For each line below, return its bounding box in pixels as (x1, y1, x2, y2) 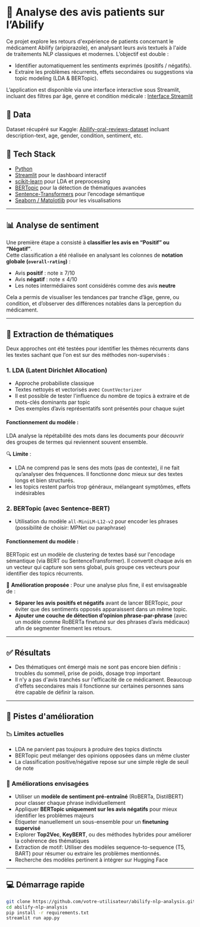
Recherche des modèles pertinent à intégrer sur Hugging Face (14, 856, 168, 863)
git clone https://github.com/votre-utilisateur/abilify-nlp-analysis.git (6, 898, 196, 904)
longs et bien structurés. (14, 477, 75, 484)
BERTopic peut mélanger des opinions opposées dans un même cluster (14, 752, 190, 759)
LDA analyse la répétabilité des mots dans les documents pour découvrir (6, 432, 185, 439)
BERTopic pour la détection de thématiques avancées (14, 184, 146, 191)
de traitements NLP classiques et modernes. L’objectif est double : (6, 50, 169, 57)
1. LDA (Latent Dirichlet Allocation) (6, 366, 108, 375)
